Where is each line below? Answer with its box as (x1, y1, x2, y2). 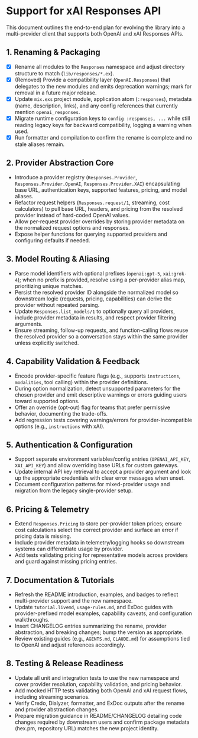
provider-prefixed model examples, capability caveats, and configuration (14, 610, 192, 617)
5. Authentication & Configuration (6, 439, 133, 449)
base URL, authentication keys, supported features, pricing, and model (14, 186, 187, 194)
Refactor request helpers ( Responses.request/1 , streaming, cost (14, 199, 170, 206)
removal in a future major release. (14, 89, 97, 96)
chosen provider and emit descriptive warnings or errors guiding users (14, 391, 187, 398)
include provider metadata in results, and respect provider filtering (14, 313, 177, 321)
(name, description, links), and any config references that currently (14, 102, 178, 109)
